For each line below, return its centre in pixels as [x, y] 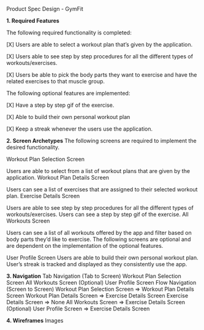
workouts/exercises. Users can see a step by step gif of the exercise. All [97, 214]
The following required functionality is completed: [69, 33]
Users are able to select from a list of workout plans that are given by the [98, 171]
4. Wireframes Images [35, 320]
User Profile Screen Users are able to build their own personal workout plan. [103, 258]
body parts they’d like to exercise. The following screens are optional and [99, 239]
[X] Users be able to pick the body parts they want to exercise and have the [102, 75]
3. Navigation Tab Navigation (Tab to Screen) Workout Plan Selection [94, 276]
